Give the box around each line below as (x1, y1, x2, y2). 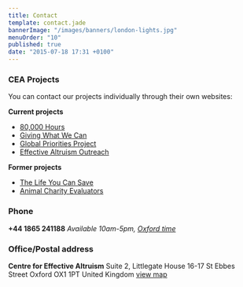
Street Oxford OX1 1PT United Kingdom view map (8, 269, 168, 279)
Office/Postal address (8, 243, 94, 254)
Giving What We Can (19, 131, 87, 140)
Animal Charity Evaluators (19, 186, 104, 196)
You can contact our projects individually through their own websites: (8, 92, 233, 101)
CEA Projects (8, 74, 60, 85)
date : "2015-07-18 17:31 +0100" (8, 48, 114, 56)
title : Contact (8, 11, 58, 20)
